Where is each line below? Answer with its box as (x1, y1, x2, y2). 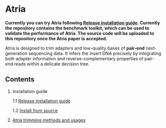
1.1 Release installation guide (12, 98, 71, 104)
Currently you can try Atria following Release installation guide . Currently (5, 20, 160, 26)
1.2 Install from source (12, 107, 58, 113)
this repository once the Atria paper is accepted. (5, 36, 108, 42)
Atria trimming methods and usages (12, 117, 86, 123)
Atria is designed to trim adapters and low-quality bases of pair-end (5, 45, 145, 51)
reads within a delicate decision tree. (14, 61, 89, 67)
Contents (5, 75, 35, 84)
